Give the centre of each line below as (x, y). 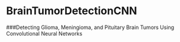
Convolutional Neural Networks (44, 33)
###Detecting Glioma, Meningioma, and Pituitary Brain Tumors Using (90, 27)
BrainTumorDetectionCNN (72, 11)
